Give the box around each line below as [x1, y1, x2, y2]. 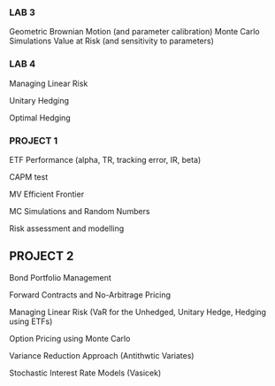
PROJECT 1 [9, 135, 58, 147]
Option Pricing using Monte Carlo [9, 333, 131, 344]
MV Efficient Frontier [9, 189, 85, 199]
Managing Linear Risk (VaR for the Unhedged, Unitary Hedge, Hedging [9, 306, 267, 317]
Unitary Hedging [9, 95, 69, 105]
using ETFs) [9, 316, 53, 327]
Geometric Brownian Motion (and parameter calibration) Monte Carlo [9, 27, 260, 37]
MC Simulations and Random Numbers [9, 205, 150, 216]
